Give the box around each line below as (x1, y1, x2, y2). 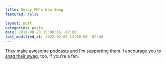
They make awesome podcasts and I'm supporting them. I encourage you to (5, 48, 162, 54)
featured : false (5, 12, 39, 17)
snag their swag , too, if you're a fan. (5, 53, 80, 59)
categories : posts (5, 25, 43, 30)
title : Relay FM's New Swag (5, 7, 64, 12)
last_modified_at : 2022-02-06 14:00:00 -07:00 (5, 34, 103, 39)
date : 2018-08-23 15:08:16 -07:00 (5, 30, 77, 35)
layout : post (5, 21, 32, 26)
